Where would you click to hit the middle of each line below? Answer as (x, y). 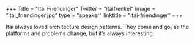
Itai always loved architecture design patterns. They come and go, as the (97, 27)
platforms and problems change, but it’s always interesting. (80, 33)
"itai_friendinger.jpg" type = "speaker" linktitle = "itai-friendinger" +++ (94, 15)
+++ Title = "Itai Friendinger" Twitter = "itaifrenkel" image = (81, 9)
